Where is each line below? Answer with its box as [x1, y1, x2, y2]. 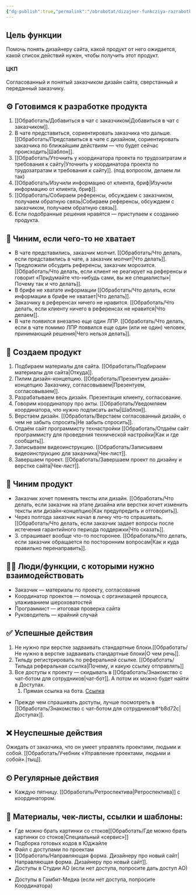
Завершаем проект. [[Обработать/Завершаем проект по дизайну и [14, 456, 182, 463]
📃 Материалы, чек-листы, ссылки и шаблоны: [6, 812, 183, 822]
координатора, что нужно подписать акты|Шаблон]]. [14, 406, 147, 414]
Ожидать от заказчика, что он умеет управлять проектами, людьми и [6, 743, 181, 750]
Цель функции [6, 30, 62, 40]
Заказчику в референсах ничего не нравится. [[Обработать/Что [14, 299, 174, 306]
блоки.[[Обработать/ [136, 644, 188, 651]
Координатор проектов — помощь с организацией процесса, [14, 592, 168, 599]
